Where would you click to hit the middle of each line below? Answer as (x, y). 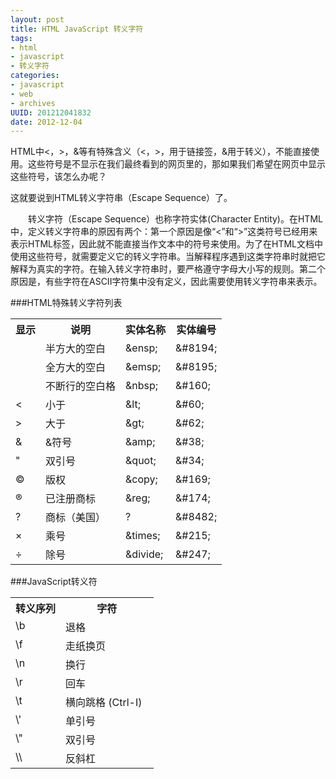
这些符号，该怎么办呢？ (58, 177)
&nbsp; (142, 386)
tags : (21, 38)
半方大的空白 (76, 349)
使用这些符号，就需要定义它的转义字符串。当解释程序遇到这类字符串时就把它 (168, 257)
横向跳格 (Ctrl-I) (104, 703)
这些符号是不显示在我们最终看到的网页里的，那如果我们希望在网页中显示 (176, 164)
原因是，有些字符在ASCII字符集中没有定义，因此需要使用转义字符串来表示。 (166, 282)
